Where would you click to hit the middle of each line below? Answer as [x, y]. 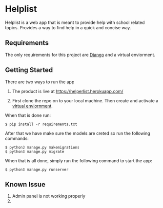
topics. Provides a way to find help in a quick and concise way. [68, 27]
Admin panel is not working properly [49, 196]
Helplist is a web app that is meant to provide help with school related [75, 22]
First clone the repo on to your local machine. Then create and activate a [85, 100]
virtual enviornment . [32, 106]
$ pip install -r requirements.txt [41, 124]
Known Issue [25, 184]
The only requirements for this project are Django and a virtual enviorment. [80, 55]
